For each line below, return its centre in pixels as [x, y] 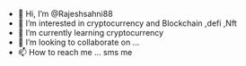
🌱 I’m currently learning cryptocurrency [91, 33]
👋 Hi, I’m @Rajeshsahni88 [66, 14]
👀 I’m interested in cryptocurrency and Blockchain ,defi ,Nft [127, 23]
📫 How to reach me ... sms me [75, 52]
